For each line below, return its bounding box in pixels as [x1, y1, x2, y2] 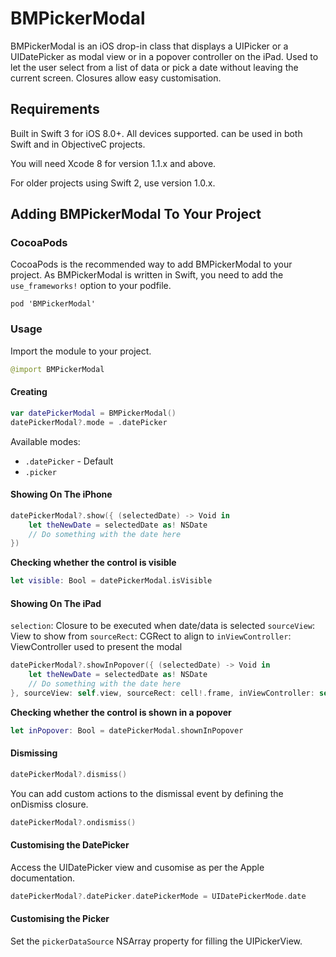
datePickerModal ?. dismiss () [10, 769, 128, 779]
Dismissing [10, 747, 58, 759]
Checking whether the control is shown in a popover [10, 706, 232, 718]
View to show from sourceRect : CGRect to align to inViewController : [10, 630, 292, 642]
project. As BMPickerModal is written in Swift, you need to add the [10, 269, 284, 281]
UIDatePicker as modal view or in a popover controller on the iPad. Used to [10, 50, 319, 62]
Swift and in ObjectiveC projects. [10, 138, 146, 150]
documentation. [10, 872, 76, 884]
